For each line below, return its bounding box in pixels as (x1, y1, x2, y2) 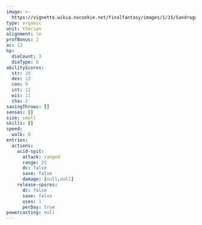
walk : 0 (11, 131, 31, 138)
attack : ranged (22, 154, 61, 160)
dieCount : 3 (11, 53, 42, 59)
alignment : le (6, 31, 42, 37)
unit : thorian (6, 25, 42, 32)
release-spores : (17, 182, 58, 188)
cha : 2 (11, 98, 28, 104)
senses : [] (6, 109, 34, 115)
